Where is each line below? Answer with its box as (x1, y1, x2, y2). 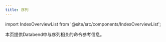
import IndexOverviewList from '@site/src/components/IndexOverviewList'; (5, 21, 161, 27)
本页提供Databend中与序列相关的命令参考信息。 (5, 31, 105, 37)
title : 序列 (5, 7, 29, 12)
